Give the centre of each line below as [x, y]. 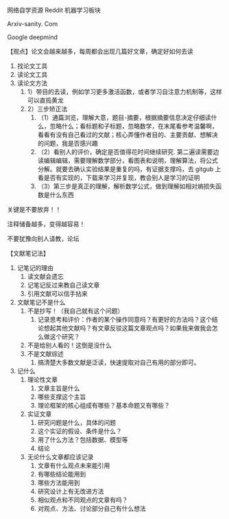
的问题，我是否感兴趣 [68, 143]
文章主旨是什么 [59, 388]
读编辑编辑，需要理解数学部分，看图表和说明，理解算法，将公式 [128, 161]
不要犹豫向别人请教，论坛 [43, 239]
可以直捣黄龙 [45, 100]
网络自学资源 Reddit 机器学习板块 [54, 10]
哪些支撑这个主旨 [62, 397]
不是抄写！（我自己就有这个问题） [75, 311]
